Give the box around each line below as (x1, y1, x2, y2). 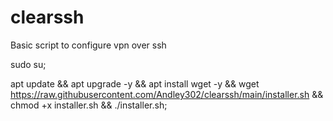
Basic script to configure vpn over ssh (10, 39, 167, 51)
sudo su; (10, 58, 47, 70)
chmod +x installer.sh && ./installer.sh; (10, 99, 168, 111)
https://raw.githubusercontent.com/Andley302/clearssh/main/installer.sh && (10, 88, 324, 100)
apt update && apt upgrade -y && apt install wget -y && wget (10, 77, 260, 90)
